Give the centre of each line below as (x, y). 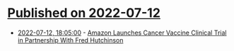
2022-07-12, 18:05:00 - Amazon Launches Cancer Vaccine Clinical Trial (122, 33)
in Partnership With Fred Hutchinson (70, 40)
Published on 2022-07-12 (84, 13)
